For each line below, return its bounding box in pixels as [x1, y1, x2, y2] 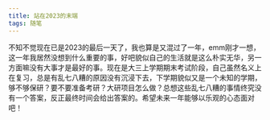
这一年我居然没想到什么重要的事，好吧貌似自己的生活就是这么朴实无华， [8, 52, 247, 62]
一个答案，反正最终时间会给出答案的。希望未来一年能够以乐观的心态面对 [14, 93, 255, 102]
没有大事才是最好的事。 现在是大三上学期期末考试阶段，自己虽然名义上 [29, 62, 262, 72]
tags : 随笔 [8, 19, 43, 27]
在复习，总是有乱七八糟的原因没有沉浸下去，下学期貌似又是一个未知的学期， [8, 72, 262, 82]
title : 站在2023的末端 [8, 11, 79, 20]
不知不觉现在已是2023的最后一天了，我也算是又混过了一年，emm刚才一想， [8, 42, 261, 52]
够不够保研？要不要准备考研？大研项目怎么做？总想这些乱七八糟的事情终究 [8, 82, 255, 93]
